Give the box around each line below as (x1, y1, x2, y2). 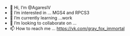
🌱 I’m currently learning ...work (9, 15, 72, 20)
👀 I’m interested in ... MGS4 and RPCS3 (9, 10, 90, 16)
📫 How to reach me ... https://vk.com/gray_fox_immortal (9, 26, 125, 31)
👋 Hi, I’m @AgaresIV (9, 5, 51, 10)
